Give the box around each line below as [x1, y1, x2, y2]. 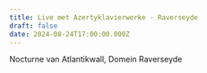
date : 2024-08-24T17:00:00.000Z [9, 29, 130, 38]
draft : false [9, 21, 58, 30]
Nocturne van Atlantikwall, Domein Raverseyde [9, 54, 183, 65]
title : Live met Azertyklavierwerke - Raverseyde [9, 12, 199, 22]
